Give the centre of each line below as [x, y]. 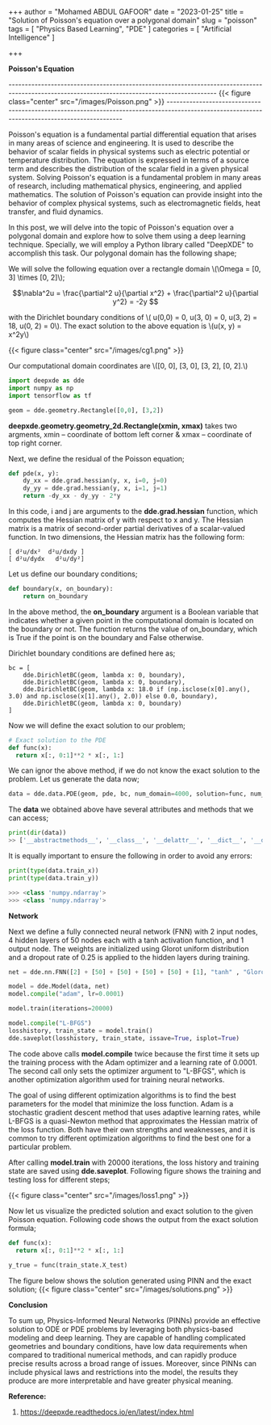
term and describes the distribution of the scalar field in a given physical [129, 169]
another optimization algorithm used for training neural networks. [117, 1079]
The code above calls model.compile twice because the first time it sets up [134, 1053]
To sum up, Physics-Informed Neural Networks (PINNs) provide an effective [134, 1321]
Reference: [27, 1397]
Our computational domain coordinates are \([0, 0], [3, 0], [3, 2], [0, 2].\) [128, 366]
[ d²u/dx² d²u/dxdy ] [46, 552]
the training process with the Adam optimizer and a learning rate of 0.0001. [133, 1062]
